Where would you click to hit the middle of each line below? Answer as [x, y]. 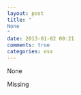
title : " [19, 20]
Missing [18, 84]
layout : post [26, 13]
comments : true [29, 45]
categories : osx [30, 52]
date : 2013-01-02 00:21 [41, 39]
